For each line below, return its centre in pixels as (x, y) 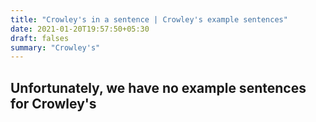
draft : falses (40, 38)
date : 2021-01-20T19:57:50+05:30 (80, 29)
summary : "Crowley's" (55, 47)
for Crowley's (53, 103)
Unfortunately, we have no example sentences (158, 87)
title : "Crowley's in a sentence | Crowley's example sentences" (149, 19)
